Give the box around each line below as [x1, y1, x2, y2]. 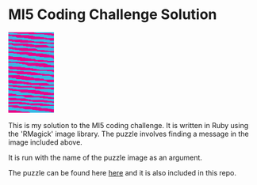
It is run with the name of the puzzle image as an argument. [8, 153, 202, 162]
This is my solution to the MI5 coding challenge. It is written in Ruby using [8, 120, 249, 130]
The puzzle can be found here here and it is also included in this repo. [8, 168, 236, 177]
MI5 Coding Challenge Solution [8, 6, 217, 24]
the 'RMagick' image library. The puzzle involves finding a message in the [8, 129, 249, 138]
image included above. [8, 137, 83, 147]
